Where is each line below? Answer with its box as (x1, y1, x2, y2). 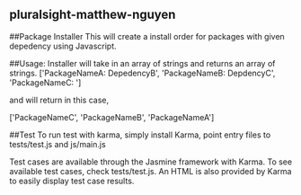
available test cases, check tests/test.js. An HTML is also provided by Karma (9, 165, 292, 176)
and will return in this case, (9, 94, 110, 105)
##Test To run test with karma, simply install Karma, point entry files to (9, 129, 271, 140)
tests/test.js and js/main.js (9, 138, 106, 149)
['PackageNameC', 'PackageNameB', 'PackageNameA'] (9, 111, 215, 122)
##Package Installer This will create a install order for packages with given (9, 31, 285, 41)
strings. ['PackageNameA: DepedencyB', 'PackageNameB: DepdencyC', (9, 67, 276, 78)
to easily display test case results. (9, 175, 135, 186)
